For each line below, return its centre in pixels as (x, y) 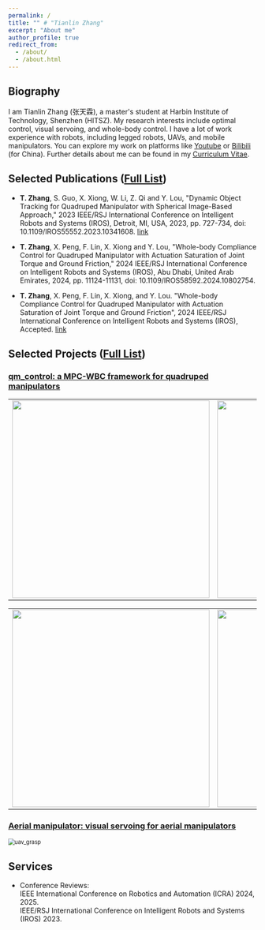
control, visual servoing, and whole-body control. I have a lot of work (120, 129)
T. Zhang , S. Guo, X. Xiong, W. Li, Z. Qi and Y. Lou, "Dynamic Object (130, 197)
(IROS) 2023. (41, 919)
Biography (34, 92)
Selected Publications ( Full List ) (88, 179)
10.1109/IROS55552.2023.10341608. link (84, 231)
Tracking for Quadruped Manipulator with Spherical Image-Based (126, 206)
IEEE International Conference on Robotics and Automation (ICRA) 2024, (137, 894)
